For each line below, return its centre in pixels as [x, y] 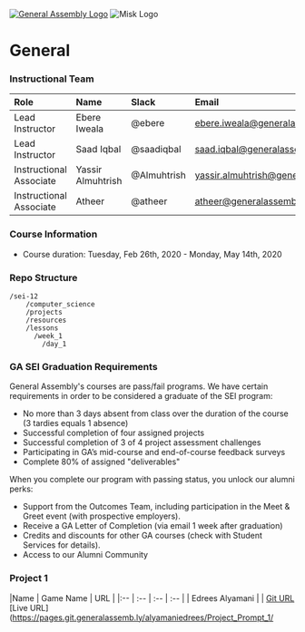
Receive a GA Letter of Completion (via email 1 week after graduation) [152, 526]
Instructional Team [52, 79]
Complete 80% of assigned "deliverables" [101, 462]
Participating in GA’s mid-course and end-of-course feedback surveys [154, 452]
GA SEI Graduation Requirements [84, 367]
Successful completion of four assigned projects [113, 433]
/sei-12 [24, 297]
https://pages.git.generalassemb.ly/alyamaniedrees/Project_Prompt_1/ [143, 617]
